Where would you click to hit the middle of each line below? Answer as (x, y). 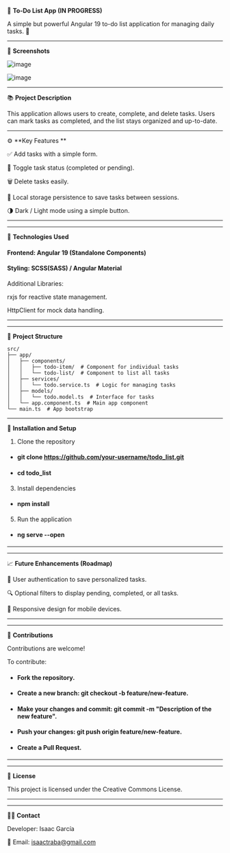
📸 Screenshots (28, 51)
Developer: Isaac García (41, 828)
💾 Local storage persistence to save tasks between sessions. (93, 197)
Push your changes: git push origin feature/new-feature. (100, 732)
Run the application (44, 519)
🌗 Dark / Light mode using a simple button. (68, 211)
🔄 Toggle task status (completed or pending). (71, 168)
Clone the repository (46, 441)
